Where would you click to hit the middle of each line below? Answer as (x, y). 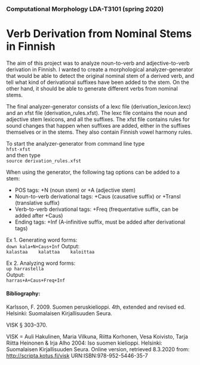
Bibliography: (23, 294)
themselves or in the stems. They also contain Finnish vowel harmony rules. (99, 132)
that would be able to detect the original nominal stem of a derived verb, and (100, 76)
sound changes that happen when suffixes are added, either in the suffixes (98, 125)
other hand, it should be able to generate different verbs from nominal (92, 88)
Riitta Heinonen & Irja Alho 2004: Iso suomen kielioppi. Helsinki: (84, 343)
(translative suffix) (37, 203)
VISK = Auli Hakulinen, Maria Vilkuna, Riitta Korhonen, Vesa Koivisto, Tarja (97, 337)
